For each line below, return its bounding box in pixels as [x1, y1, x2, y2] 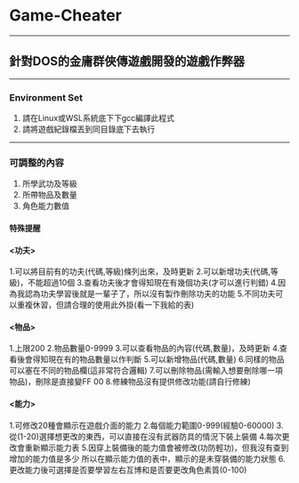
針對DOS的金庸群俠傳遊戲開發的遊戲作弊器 [9, 54, 246, 69]
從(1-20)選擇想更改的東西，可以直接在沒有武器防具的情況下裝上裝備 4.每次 [9, 431, 282, 441]
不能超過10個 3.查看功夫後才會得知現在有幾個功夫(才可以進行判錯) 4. [28, 278, 279, 288]
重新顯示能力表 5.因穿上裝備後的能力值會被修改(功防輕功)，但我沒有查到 [24, 442, 289, 453]
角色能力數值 [21, 201, 69, 212]
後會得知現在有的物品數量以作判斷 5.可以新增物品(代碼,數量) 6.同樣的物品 [16, 354, 285, 365]
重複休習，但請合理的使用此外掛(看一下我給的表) [16, 300, 195, 310]
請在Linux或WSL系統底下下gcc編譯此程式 [21, 113, 175, 124]
